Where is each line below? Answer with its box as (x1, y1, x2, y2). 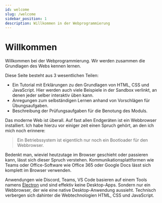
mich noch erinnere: (5, 128, 45, 134)
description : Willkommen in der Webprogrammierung (5, 20, 110, 26)
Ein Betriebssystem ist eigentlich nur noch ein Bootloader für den (17, 137, 148, 143)
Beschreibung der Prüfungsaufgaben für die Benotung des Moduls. (12, 108, 148, 114)
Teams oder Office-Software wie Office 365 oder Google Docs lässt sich (5, 162, 151, 168)
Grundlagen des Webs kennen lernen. (5, 63, 81, 69)
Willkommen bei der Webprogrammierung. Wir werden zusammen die (5, 58, 145, 64)
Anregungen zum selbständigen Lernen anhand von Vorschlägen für (12, 98, 150, 103)
